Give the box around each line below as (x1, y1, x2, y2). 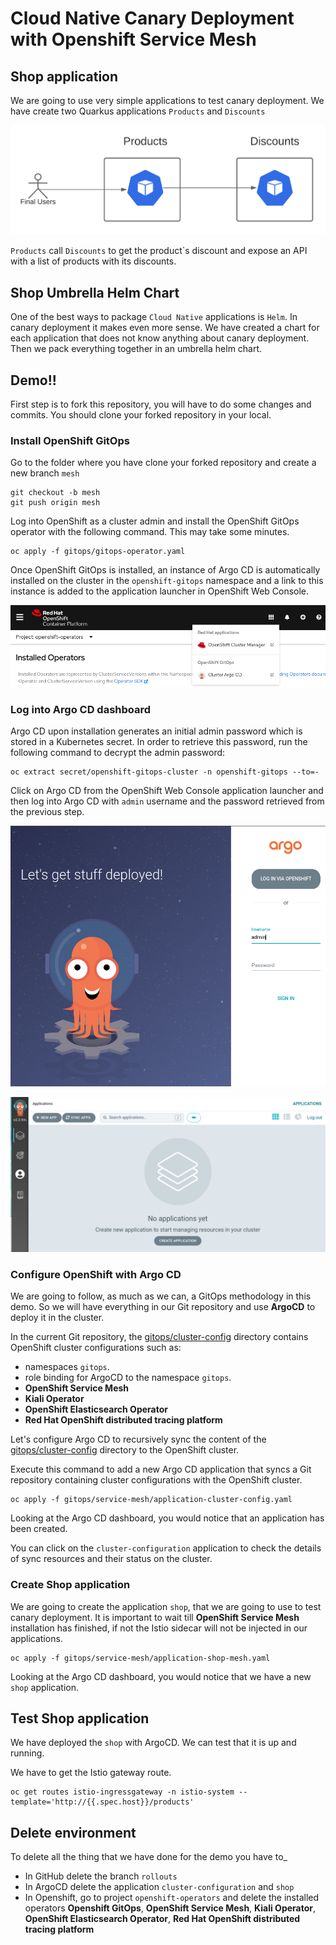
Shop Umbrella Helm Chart (10, 284, 180, 301)
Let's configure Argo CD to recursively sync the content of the (10, 1433, 267, 1446)
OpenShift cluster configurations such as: (10, 1342, 182, 1354)
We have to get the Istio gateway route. (10, 1767, 172, 1779)
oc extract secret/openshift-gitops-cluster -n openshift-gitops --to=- (10, 767, 320, 777)
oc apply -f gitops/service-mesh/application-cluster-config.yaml (10, 1495, 293, 1505)
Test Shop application (10, 1710, 150, 1727)
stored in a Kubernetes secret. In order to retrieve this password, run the (10, 735, 308, 747)
